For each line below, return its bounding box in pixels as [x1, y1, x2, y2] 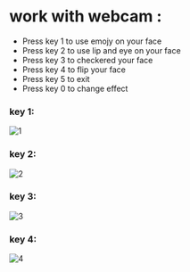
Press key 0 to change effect [21, 83, 128, 94]
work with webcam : [9, 6, 162, 27]
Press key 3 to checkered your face [21, 54, 153, 65]
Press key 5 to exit [21, 73, 91, 84]
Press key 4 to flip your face [21, 64, 127, 75]
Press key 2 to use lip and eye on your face [21, 45, 181, 55]
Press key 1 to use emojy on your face [21, 36, 162, 46]
